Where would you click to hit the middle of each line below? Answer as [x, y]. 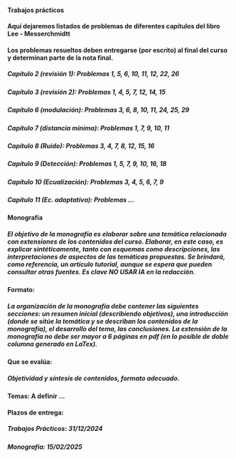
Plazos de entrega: [36, 412]
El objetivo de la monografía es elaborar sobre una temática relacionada [117, 234]
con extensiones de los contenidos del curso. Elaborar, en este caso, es [116, 241]
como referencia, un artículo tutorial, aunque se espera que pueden [110, 264]
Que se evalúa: [30, 362]
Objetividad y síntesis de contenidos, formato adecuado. [93, 378]
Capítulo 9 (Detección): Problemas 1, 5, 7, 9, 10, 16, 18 [87, 164]
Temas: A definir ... [36, 396]
